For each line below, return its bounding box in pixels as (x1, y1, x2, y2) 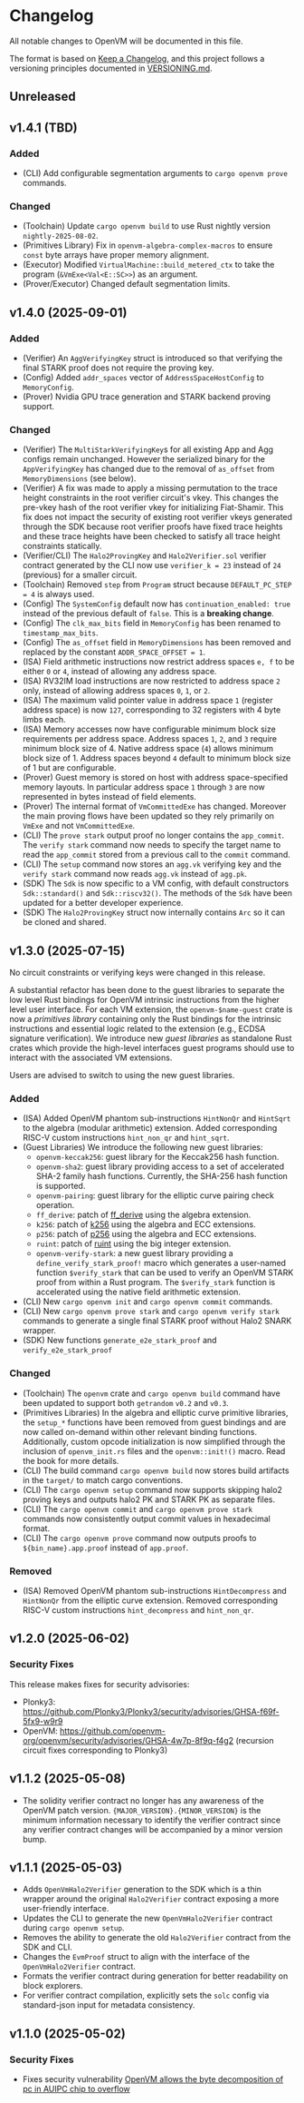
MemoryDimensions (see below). (22, 473, 137, 484)
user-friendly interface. (22, 1903, 109, 1914)
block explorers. (22, 1980, 83, 1991)
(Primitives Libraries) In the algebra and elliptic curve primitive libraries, (22, 1407, 289, 1418)
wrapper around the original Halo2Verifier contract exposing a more (22, 1893, 280, 1904)
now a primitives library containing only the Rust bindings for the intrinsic (9, 1014, 282, 1025)
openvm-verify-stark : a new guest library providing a (35, 1248, 233, 1259)
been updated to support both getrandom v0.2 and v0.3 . (22, 1397, 229, 1408)
